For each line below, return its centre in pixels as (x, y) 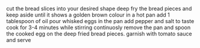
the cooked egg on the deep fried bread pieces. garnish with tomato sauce (99, 34)
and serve (19, 40)
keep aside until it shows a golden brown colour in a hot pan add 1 (88, 15)
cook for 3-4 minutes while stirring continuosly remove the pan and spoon (98, 27)
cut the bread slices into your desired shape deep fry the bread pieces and (99, 9)
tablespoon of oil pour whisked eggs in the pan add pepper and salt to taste (100, 21)
